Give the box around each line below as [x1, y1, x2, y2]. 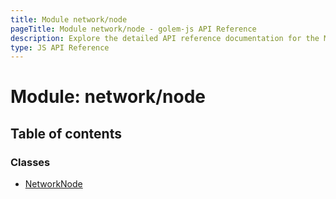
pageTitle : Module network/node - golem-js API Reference [10, 24, 257, 34]
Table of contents [10, 125, 122, 142]
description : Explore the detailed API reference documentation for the [10, 33, 320, 43]
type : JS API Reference [10, 42, 110, 53]
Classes [10, 155, 51, 169]
